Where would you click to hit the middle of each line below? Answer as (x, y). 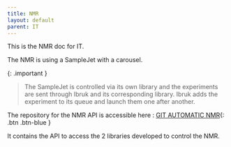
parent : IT (23, 26)
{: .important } (27, 73)
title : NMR (23, 14)
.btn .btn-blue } (29, 123)
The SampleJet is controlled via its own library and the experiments (121, 87)
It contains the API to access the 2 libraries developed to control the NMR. (113, 136)
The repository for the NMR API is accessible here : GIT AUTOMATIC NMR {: (116, 115)
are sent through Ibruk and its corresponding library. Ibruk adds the (121, 94)
